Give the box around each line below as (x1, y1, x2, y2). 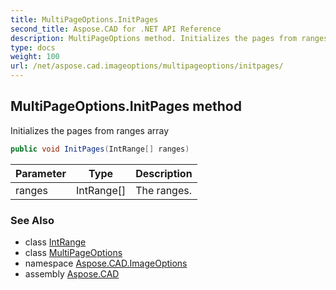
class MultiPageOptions (24, 246, 123, 258)
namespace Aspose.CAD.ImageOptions (24, 257, 188, 269)
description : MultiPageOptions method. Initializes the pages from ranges (10, 33, 329, 43)
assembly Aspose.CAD (24, 267, 120, 280)
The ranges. (135, 183, 192, 197)
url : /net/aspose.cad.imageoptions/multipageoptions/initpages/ (10, 61, 284, 71)
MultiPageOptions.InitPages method (10, 98, 242, 115)
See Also (10, 213, 55, 227)
